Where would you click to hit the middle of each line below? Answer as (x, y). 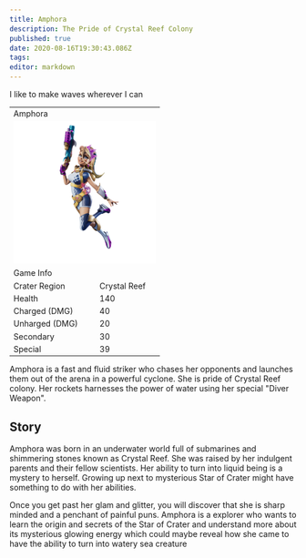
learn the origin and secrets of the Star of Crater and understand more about (153, 524)
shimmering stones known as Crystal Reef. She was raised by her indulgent (151, 459)
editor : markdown (42, 67)
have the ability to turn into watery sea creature (98, 544)
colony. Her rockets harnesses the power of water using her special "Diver (149, 389)
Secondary (34, 336)
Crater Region (39, 286)
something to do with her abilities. (73, 488)
